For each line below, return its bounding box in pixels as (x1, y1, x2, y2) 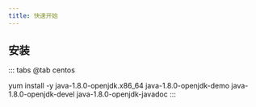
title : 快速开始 (8, 11, 58, 20)
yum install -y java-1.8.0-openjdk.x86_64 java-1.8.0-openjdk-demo (8, 81, 230, 91)
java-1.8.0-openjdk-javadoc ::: (76, 89, 176, 99)
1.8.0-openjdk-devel (8, 89, 75, 99)
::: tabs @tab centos (8, 65, 75, 75)
